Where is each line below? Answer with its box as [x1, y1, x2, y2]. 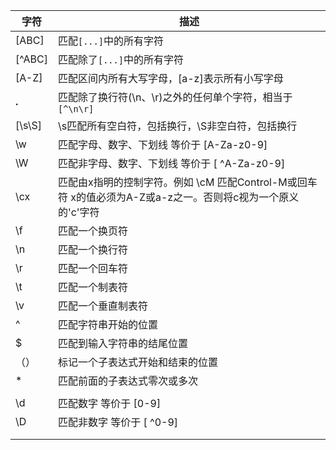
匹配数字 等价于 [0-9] [57, 397, 162, 410]
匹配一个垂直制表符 [57, 299, 148, 313]
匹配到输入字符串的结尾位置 [57, 337, 188, 350]
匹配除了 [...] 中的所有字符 [57, 53, 184, 66]
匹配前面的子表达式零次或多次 [57, 374, 198, 388]
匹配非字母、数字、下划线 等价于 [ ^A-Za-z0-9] [57, 157, 286, 170]
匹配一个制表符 [57, 280, 128, 294]
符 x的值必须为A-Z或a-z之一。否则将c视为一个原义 [57, 190, 300, 204]
